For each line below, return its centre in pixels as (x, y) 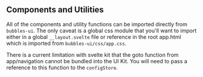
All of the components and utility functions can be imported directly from (97, 24)
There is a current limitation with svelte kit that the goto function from (93, 55)
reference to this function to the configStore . (62, 67)
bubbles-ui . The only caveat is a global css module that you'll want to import (101, 30)
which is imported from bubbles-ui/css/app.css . (66, 43)
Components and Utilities (55, 10)
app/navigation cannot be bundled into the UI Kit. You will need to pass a (97, 61)
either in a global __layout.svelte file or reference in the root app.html (94, 37)
